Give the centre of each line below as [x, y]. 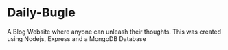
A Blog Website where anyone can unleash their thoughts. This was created [114, 32]
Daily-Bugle [41, 13]
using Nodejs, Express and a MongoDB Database [77, 38]
